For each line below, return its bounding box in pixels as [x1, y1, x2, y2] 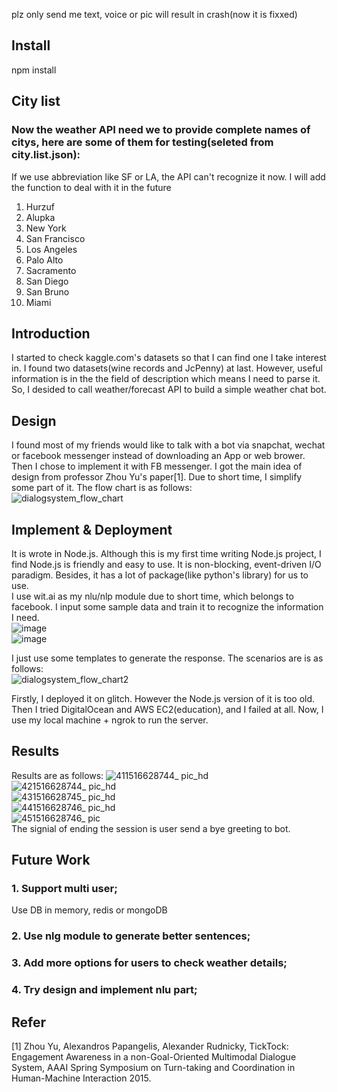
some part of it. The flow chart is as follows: [11, 482, 193, 494]
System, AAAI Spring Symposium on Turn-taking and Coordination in [11, 1062, 296, 1074]
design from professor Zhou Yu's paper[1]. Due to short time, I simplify [11, 471, 303, 483]
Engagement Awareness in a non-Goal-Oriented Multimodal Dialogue [11, 1051, 297, 1063]
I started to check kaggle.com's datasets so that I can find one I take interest [11, 352, 327, 364]
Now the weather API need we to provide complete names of [11, 123, 311, 137]
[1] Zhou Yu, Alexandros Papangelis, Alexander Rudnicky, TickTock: [11, 1040, 289, 1053]
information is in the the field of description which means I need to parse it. [11, 373, 321, 385]
